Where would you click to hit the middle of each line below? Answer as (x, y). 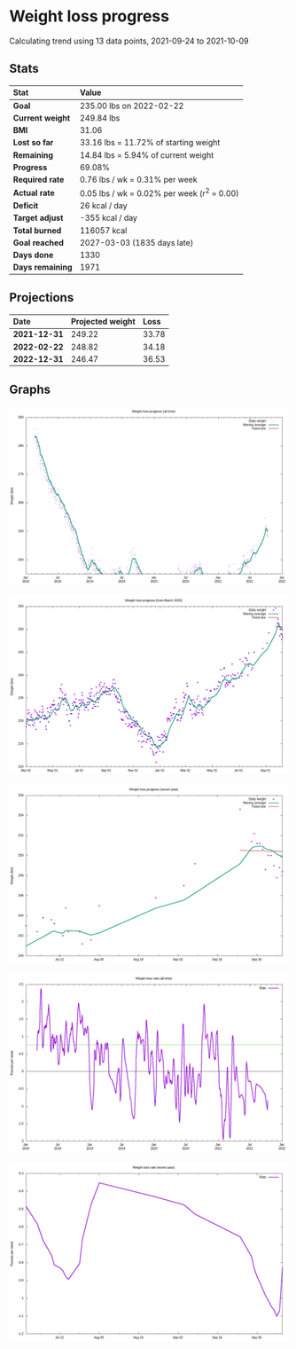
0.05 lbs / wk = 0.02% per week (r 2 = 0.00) (159, 192)
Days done (33, 255)
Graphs (30, 389)
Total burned (37, 230)
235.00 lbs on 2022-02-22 (132, 106)
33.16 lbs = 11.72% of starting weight (150, 143)
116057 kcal (103, 230)
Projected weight (103, 322)
